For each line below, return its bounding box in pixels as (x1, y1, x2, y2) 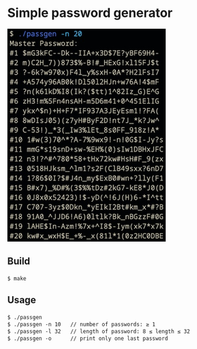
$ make (7, 275, 27, 282)
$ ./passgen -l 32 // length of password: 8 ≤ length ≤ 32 (7, 328, 191, 335)
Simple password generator (7, 5, 173, 21)
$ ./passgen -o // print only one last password (7, 335, 169, 342)
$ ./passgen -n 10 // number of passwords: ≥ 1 (7, 321, 156, 328)
